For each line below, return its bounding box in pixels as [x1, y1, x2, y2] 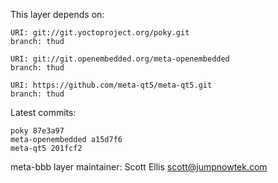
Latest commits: [10, 107, 77, 118]
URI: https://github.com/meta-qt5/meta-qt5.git [10, 80, 213, 90]
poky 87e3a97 [10, 126, 65, 136]
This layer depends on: [10, 9, 105, 20]
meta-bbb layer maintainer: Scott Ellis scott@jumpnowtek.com [10, 161, 268, 173]
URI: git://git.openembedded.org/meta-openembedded [10, 54, 230, 64]
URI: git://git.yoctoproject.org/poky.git [10, 28, 190, 38]
